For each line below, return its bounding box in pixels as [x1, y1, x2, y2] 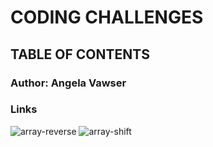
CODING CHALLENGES [10, 6, 204, 29]
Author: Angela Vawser [10, 76, 127, 90]
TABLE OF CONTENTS [10, 46, 150, 63]
